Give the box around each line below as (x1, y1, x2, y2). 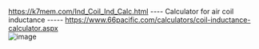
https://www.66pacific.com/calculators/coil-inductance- (65, 15, 251, 24)
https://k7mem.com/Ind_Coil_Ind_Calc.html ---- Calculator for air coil (8, 7, 234, 16)
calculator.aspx (8, 24, 58, 32)
